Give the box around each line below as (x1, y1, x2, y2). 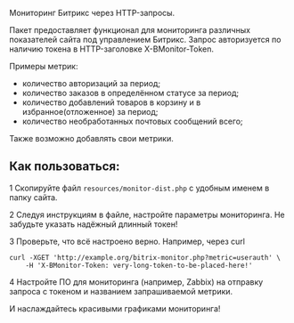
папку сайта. (9, 191, 58, 203)
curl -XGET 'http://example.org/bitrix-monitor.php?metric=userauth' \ (9, 253, 281, 262)
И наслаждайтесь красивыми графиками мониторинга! (9, 303, 221, 314)
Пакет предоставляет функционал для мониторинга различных (9, 25, 251, 35)
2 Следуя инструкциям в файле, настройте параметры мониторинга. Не (9, 209, 285, 220)
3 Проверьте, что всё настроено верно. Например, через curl (9, 236, 245, 246)
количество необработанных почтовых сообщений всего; (21, 116, 243, 126)
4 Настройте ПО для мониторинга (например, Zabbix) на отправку (9, 276, 264, 287)
